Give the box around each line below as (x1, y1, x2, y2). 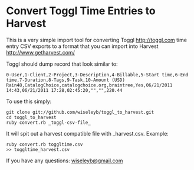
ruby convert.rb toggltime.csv (6, 141, 83, 147)
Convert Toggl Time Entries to (6, 4, 156, 18)
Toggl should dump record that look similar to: (6, 60, 118, 68)
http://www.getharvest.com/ (6, 49, 75, 56)
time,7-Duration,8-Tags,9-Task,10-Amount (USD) (6, 77, 126, 83)
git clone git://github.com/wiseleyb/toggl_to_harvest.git (6, 109, 154, 115)
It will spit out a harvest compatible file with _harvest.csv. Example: (6, 130, 169, 137)
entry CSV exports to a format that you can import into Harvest (6, 43, 159, 50)
